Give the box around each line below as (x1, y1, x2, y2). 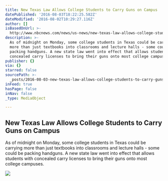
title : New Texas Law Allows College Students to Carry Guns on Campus (5, 7, 157, 12)
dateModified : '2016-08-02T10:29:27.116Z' (5, 16, 95, 21)
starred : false (5, 68, 37, 73)
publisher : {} (5, 58, 35, 63)
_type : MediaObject (5, 95, 46, 100)
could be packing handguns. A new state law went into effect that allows (5, 150, 155, 156)
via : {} (5, 63, 21, 68)
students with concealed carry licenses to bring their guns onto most (5, 155, 147, 161)
